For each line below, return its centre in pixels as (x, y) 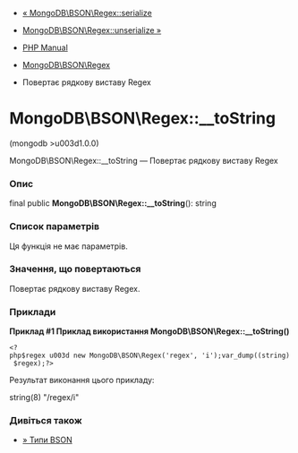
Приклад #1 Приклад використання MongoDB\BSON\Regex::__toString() (149, 331)
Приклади (33, 312)
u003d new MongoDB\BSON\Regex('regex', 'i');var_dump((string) (170, 356)
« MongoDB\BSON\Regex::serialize (87, 13)
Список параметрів (55, 226)
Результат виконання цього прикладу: (82, 380)
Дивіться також (46, 421)
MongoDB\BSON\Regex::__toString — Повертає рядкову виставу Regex (144, 160)
